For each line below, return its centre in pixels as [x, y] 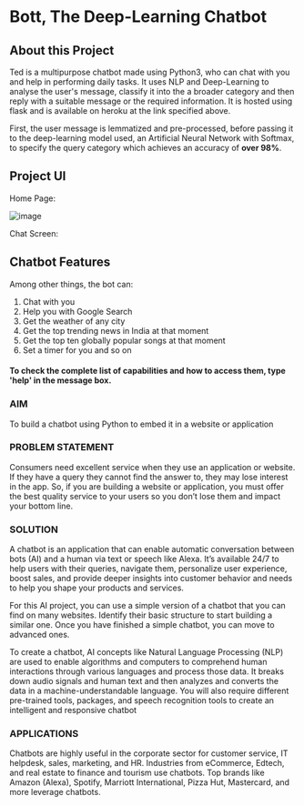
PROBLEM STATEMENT [62, 448]
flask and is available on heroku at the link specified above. [120, 111]
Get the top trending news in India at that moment [116, 330]
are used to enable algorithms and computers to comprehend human [138, 662]
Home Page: [33, 198]
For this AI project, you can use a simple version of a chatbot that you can [148, 606]
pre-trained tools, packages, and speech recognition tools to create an [142, 700]
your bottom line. [41, 506]
